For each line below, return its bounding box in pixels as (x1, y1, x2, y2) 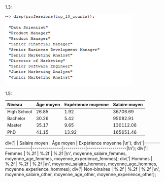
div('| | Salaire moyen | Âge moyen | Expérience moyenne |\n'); (5, 140, 133, 146)
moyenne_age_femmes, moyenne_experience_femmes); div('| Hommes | (5, 156, 153, 161)
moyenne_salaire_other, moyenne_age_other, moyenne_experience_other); (5, 172, 156, 177)
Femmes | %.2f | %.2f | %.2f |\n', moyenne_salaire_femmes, (5, 151, 127, 156)
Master (7, 122, 22, 128)
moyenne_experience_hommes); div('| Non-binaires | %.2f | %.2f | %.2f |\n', (5, 166, 160, 172)
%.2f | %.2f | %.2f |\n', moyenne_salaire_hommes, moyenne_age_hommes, (5, 161, 158, 167)
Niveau (7, 101, 22, 107)
